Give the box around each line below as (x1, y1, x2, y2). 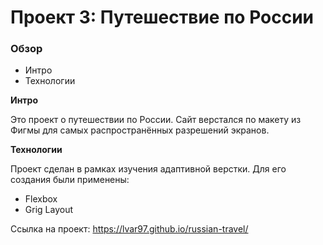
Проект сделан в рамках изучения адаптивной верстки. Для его (10, 163, 287, 175)
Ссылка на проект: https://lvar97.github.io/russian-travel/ (10, 223, 249, 235)
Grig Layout (24, 204, 73, 216)
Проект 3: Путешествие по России (10, 6, 315, 29)
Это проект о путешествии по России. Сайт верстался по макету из (10, 114, 302, 126)
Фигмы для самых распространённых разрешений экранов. (10, 124, 270, 136)
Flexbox (24, 193, 58, 205)
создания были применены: (10, 174, 130, 186)
